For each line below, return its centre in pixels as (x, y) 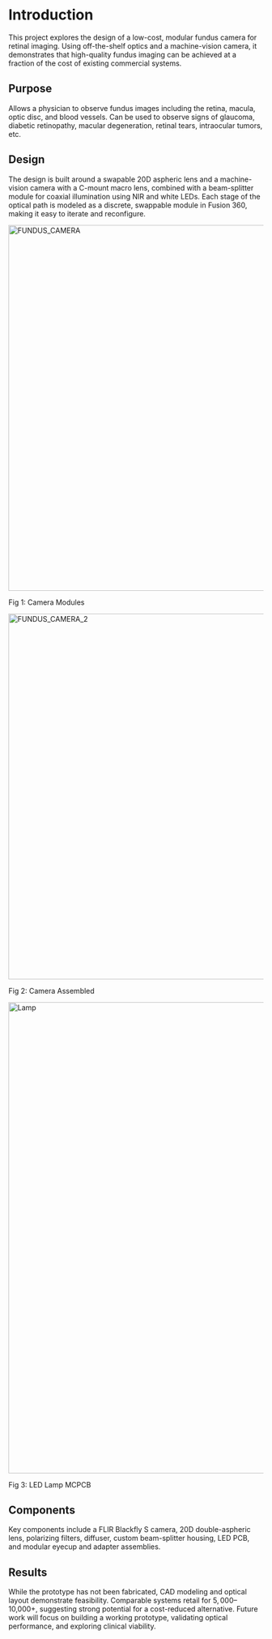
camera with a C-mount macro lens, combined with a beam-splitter (142, 187)
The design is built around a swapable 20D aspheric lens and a (113, 179)
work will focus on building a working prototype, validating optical (118, 1618)
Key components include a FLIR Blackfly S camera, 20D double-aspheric (130, 1530)
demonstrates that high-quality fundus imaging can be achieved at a (123, 54)
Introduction (51, 15)
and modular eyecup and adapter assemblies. (85, 1547)
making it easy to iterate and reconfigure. (77, 213)
